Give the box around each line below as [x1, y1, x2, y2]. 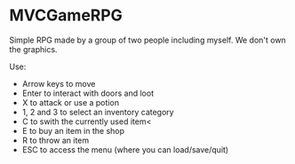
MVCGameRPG [9, 5, 123, 26]
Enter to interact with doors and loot [21, 88, 154, 98]
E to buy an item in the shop [21, 125, 125, 136]
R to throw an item [21, 135, 90, 145]
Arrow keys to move [21, 78, 96, 89]
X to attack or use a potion [21, 97, 120, 107]
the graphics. [9, 43, 58, 54]
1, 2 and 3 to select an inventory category [21, 106, 175, 117]
